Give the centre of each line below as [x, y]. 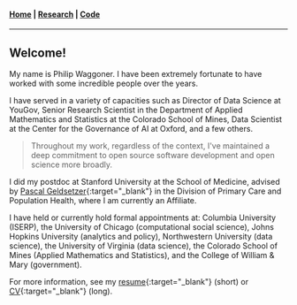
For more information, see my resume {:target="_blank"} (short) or [129, 282]
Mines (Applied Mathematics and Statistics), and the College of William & [142, 255]
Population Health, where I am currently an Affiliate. [103, 201]
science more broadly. [72, 164]
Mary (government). [46, 265]
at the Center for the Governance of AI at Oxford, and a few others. [131, 129]
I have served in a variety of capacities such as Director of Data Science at [145, 101]
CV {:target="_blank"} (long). [61, 291]
